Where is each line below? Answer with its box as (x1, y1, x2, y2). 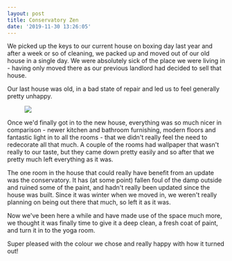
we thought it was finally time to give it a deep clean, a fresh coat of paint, (7, 219, 218, 227)
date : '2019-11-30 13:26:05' (7, 23, 91, 30)
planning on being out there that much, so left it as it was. (7, 198, 171, 206)
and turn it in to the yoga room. (7, 226, 96, 235)
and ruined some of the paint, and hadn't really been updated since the (7, 183, 210, 192)
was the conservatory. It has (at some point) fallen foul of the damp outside (7, 176, 222, 184)
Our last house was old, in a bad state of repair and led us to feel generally (7, 84, 220, 93)
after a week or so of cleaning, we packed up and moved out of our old (7, 49, 210, 57)
